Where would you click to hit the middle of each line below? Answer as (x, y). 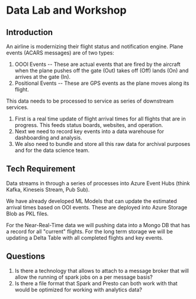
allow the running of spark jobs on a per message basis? (83, 277)
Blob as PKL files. (28, 214)
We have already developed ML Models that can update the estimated (92, 201)
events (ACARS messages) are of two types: (60, 53)
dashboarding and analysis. (48, 138)
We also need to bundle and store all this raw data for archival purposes (102, 144)
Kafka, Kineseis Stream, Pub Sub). (48, 189)
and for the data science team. (52, 150)
